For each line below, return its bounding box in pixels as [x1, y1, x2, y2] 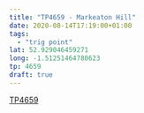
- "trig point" [17, 37, 73, 47]
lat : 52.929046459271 [9, 46, 89, 55]
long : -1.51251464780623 [9, 54, 101, 63]
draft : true [9, 71, 53, 79]
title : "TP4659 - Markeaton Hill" [9, 12, 137, 22]
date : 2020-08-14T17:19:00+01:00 [9, 21, 133, 30]
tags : [9, 29, 29, 38]
